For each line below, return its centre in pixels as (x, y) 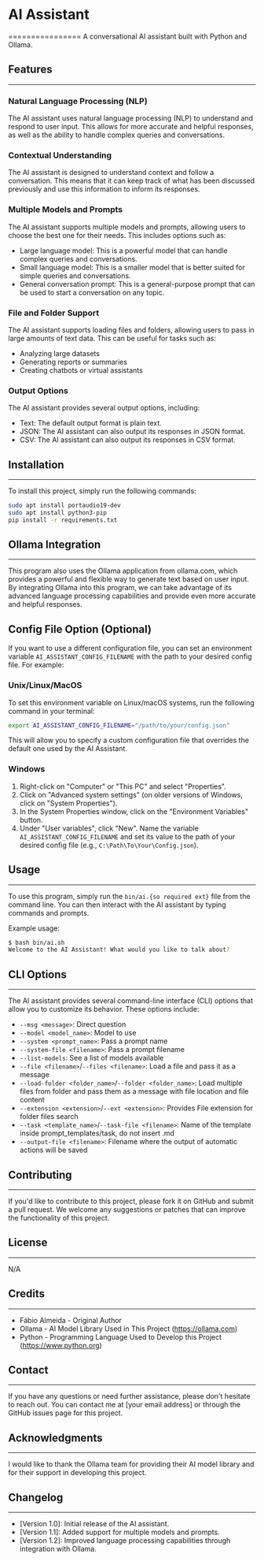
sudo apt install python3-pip (58, 513)
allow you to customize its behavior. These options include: (104, 1009)
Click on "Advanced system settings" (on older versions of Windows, (131, 794)
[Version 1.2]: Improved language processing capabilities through (125, 1541)
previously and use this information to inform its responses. (104, 189)
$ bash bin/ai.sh (37, 942)
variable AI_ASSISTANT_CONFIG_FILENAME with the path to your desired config (130, 656)
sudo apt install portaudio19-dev (65, 506)
